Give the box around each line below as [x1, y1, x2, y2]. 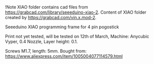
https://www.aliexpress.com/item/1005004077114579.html [5, 53, 123, 59]
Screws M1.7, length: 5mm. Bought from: [5, 48, 87, 54]
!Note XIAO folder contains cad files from [5, 4, 88, 10]
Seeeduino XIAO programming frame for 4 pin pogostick [5, 24, 119, 30]
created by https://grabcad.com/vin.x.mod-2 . [5, 15, 97, 20]
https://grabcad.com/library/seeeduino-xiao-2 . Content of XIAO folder [5, 9, 147, 15]
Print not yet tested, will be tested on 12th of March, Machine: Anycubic [5, 34, 150, 39]
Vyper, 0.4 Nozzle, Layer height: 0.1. [5, 39, 78, 44]
